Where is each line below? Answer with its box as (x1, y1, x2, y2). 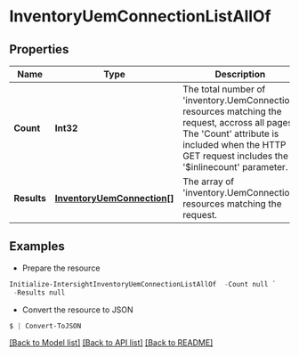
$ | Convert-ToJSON (9, 321, 82, 330)
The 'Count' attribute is (182, 127, 279, 140)
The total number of (182, 83, 266, 95)
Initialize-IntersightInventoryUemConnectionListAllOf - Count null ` (9, 279, 277, 288)
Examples (9, 239, 65, 255)
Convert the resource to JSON (21, 304, 133, 315)
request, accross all (182, 117, 265, 128)
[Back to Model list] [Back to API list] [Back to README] (9, 337, 214, 348)
